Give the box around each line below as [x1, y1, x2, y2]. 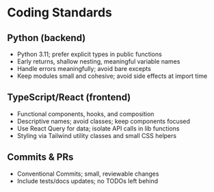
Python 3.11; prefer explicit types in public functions [16, 50, 162, 58]
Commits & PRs [7, 152, 74, 163]
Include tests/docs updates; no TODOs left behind [16, 176, 159, 185]
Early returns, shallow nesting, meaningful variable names [16, 57, 180, 66]
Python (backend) [7, 32, 86, 44]
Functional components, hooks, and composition [16, 109, 155, 118]
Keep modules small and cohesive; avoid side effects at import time [16, 72, 208, 80]
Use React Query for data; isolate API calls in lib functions [16, 124, 180, 133]
